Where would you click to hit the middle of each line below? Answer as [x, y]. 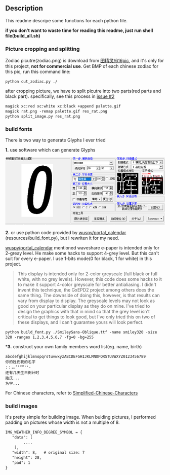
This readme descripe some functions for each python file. [67, 20]
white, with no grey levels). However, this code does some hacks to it [90, 279]
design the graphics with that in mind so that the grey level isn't [84, 311]
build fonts [19, 129]
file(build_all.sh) [23, 35]
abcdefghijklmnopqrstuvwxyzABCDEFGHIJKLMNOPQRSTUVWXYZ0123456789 [75, 356]
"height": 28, [27, 458]
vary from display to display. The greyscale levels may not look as [86, 301]
